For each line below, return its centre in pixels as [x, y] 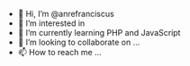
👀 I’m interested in [51, 23]
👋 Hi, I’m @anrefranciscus [66, 14]
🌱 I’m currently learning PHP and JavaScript [99, 33]
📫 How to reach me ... [59, 52]
